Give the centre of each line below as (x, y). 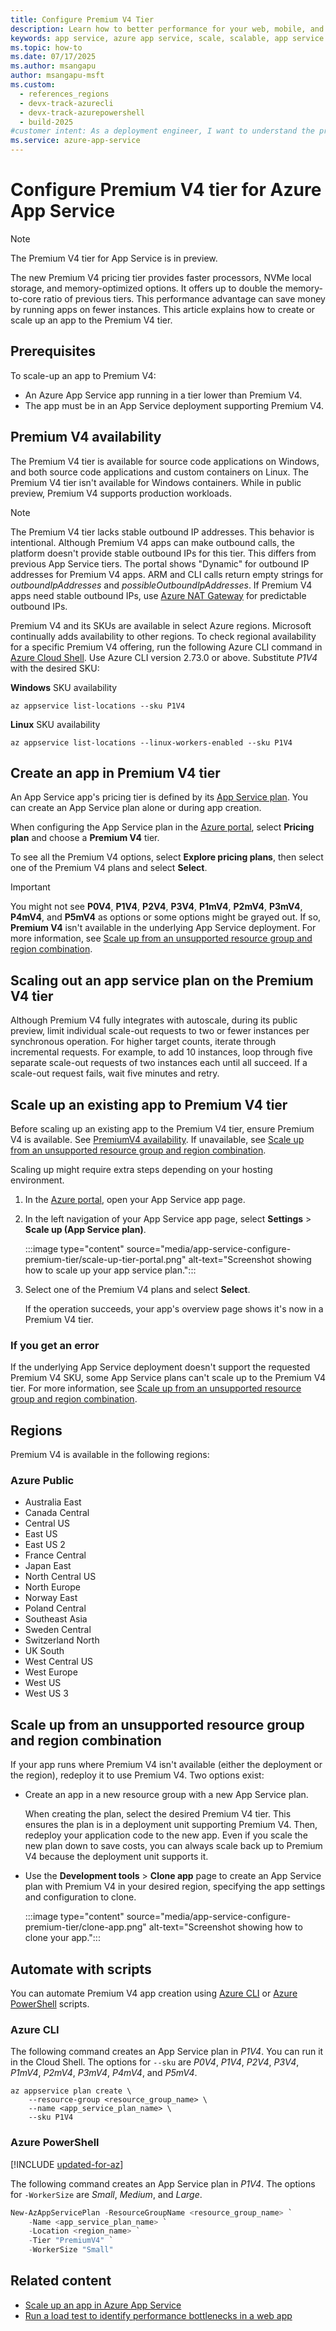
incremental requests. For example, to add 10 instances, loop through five (161, 1052)
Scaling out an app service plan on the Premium (162, 980)
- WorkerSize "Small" (71, 2250)
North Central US (60, 1577)
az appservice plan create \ (71, 2091)
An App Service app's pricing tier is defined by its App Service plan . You (159, 797)
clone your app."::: (62, 1938)
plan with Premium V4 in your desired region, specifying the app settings (175, 1887)
